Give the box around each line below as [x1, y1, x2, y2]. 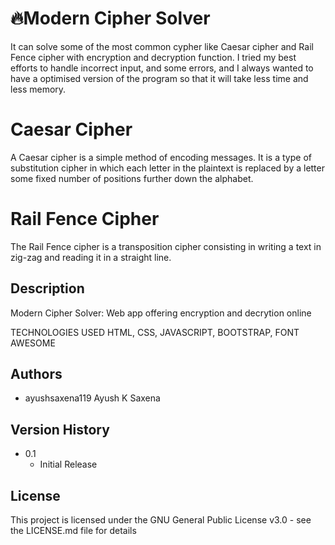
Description [10, 280, 85, 297]
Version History [10, 421, 110, 438]
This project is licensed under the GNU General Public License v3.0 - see [10, 514, 312, 526]
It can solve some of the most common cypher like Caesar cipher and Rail [10, 40, 314, 52]
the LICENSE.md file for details [10, 525, 137, 537]
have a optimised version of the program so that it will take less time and [10, 72, 309, 84]
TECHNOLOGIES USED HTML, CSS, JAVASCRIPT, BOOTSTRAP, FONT [10, 326, 300, 338]
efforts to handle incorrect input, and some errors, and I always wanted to [10, 62, 314, 74]
